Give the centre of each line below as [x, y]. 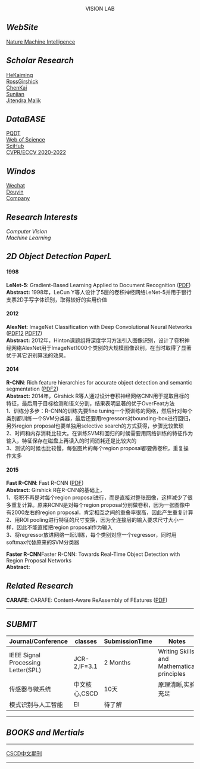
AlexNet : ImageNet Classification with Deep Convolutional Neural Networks [99, 327]
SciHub [15, 146]
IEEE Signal [25, 655]
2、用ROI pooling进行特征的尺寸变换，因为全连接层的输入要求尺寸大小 [92, 520]
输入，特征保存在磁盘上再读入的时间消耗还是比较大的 [71, 441]
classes [86, 641]
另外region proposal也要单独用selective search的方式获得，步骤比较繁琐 [95, 426]
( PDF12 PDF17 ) [24, 333]
